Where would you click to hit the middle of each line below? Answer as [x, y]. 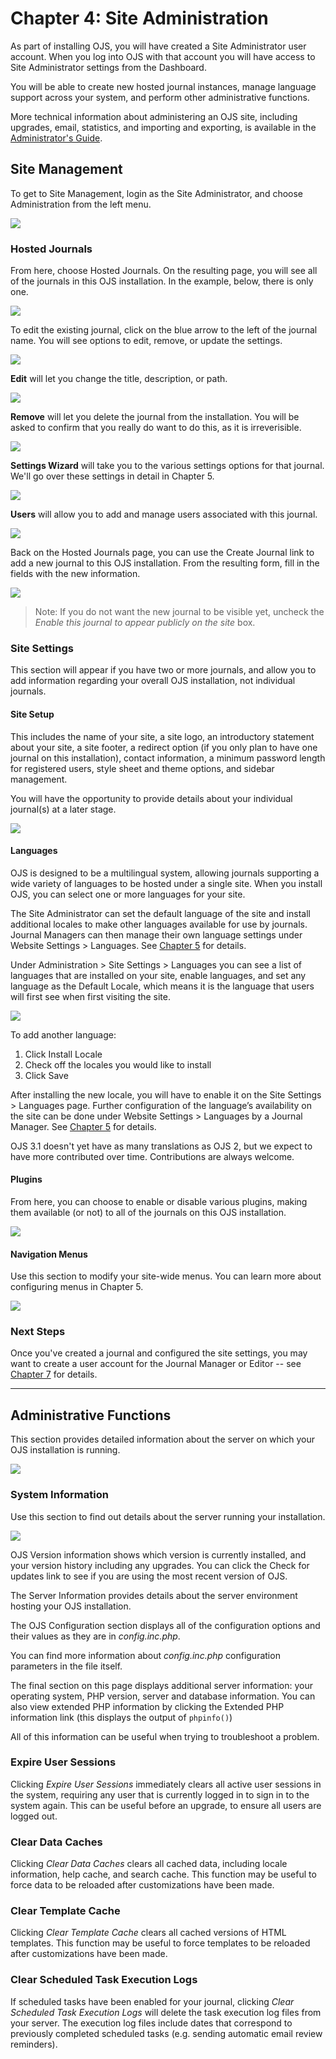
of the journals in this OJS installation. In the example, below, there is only [162, 281]
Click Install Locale [63, 1054]
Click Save [46, 1075]
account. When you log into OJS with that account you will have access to [163, 56]
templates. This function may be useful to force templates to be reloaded [160, 1943]
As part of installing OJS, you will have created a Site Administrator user [158, 46]
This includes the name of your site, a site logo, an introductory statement [162, 736]
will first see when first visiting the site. [91, 996]
